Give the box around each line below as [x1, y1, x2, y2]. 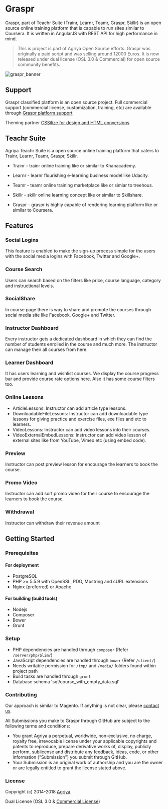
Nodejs [12, 606, 28, 612]
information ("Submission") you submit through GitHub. [12, 754, 127, 760]
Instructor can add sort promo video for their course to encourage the [5, 491, 149, 497]
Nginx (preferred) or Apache [12, 584, 72, 590]
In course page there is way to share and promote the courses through [5, 306, 151, 312]
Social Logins [5, 236, 39, 243]
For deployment [5, 562, 39, 568]
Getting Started [5, 534, 55, 543]
